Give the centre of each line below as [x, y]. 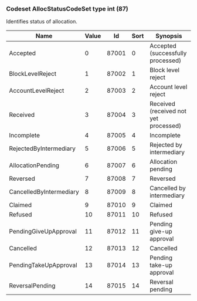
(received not [168, 111]
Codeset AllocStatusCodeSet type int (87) [67, 9]
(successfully [168, 53]
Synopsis [169, 36]
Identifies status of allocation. [42, 22]
